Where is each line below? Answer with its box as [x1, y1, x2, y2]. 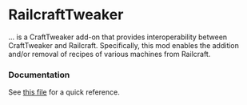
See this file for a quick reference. [8, 87, 120, 97]
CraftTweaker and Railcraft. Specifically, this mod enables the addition [8, 40, 240, 50]
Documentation [8, 69, 70, 80]
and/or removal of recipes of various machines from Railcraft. [8, 49, 211, 59]
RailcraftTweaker [8, 6, 124, 24]
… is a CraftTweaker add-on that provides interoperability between [8, 32, 228, 42]
